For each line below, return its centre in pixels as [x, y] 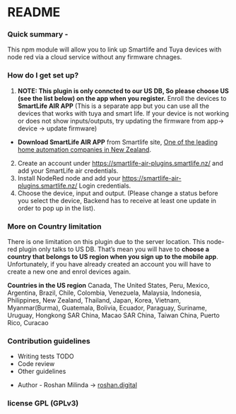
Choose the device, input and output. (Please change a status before [118, 193]
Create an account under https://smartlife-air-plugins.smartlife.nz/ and [120, 163]
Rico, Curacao [28, 323]
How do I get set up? [43, 75]
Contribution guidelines [49, 341]
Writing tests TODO [46, 356]
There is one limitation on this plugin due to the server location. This [106, 242]
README [34, 12]
